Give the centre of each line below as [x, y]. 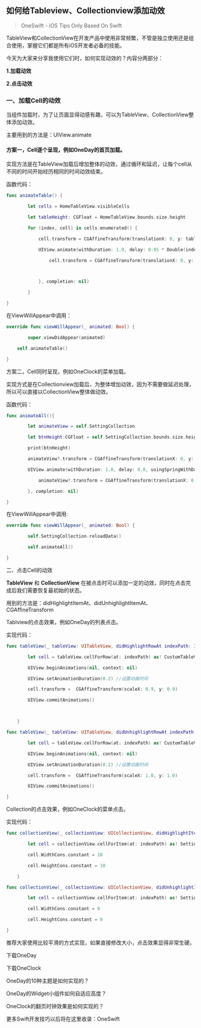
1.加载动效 [19, 71]
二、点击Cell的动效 [29, 570]
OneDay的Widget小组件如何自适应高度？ [56, 993]
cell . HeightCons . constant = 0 [65, 920]
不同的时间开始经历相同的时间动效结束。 [56, 172]
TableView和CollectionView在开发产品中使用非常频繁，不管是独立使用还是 [98, 38]
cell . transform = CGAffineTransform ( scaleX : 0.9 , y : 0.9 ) [103, 689]
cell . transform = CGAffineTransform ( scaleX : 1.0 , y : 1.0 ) [103, 775]
